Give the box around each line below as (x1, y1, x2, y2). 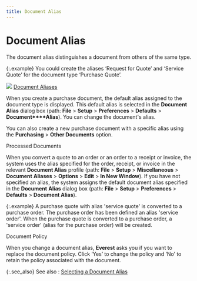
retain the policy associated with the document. (6, 256, 122, 263)
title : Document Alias (6, 8, 62, 15)
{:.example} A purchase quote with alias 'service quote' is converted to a (6, 202, 182, 209)
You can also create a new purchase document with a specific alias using (6, 125, 184, 132)
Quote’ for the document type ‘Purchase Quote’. (6, 71, 122, 78)
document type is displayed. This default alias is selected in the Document (6, 101, 187, 108)
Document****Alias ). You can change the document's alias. (6, 113, 156, 121)
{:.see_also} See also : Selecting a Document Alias (6, 268, 128, 275)
